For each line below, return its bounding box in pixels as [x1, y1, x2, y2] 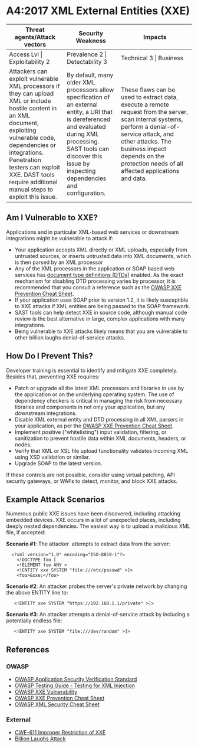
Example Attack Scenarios [6, 494, 105, 504]
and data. [120, 174, 147, 182]
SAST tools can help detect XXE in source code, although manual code [14, 309, 187, 316]
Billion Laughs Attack [14, 735, 66, 742]
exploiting [9, 126, 37, 134]
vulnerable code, [9, 133, 56, 142]
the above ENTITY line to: [6, 589, 68, 596]
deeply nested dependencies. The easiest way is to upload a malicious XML [6, 522, 190, 530]
